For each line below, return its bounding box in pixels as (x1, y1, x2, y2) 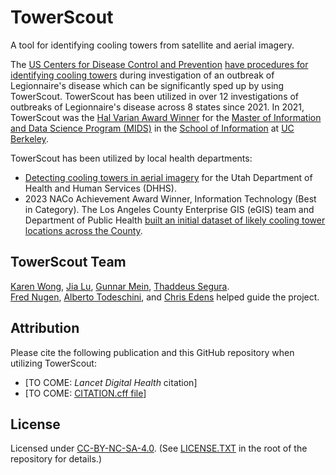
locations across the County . (24, 224, 143, 236)
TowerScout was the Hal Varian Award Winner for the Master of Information (10, 111, 322, 123)
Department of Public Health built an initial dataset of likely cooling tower (24, 214, 326, 226)
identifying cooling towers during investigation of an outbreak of (10, 69, 275, 81)
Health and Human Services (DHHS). (24, 182, 177, 194)
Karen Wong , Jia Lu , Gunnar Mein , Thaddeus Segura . (10, 280, 230, 292)
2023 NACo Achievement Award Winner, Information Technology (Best (24, 192, 317, 205)
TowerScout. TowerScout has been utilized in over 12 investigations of (10, 90, 300, 102)
